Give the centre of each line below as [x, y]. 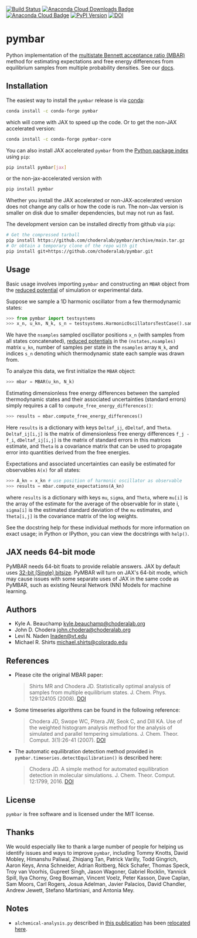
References [28, 660]
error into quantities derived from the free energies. [68, 453]
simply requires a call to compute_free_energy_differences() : [80, 406]
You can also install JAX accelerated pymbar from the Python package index [97, 150]
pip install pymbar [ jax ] [36, 167]
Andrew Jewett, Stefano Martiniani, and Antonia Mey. [70, 890]
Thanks [20, 832]
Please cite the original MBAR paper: [59, 675]
